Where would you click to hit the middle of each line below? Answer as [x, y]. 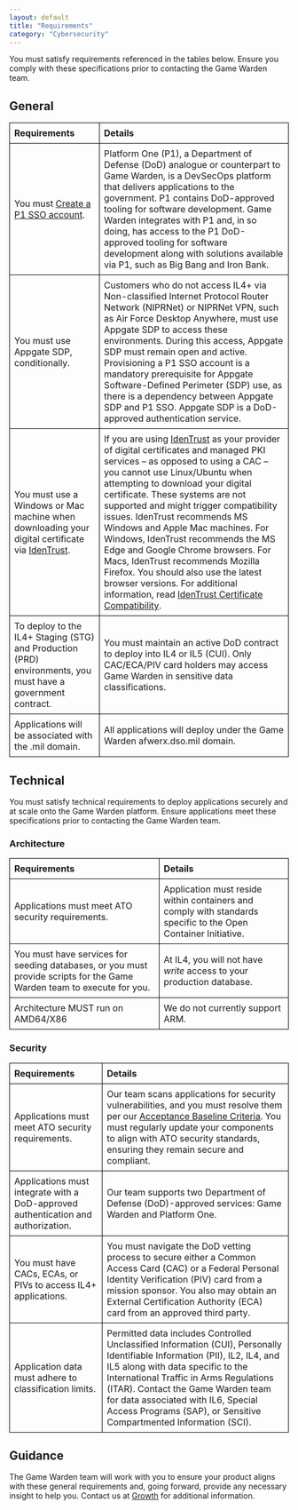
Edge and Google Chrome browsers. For [187, 550]
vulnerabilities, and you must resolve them [194, 1105]
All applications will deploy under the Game [193, 730]
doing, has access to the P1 [161, 232]
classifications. [135, 687]
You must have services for [71, 954]
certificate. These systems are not [175, 495]
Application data [48, 1366]
